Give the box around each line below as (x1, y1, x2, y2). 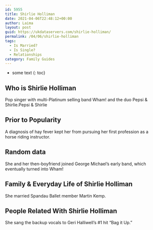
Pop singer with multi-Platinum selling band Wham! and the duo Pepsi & (5, 97, 148, 103)
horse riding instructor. (5, 134, 51, 139)
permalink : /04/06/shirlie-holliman (5, 34, 79, 39)
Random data (5, 148, 46, 156)
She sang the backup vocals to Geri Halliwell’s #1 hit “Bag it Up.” (5, 220, 133, 226)
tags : (5, 39, 16, 44)
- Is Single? (9, 47, 36, 52)
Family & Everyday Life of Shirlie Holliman (5, 180, 133, 188)
